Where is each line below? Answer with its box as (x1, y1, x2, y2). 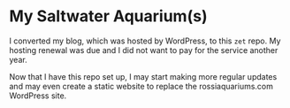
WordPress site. (9, 90, 67, 101)
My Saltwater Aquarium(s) (9, 6, 208, 27)
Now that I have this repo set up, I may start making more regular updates (9, 71, 278, 81)
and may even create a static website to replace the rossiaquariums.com (9, 81, 274, 91)
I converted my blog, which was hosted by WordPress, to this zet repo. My (9, 35, 281, 46)
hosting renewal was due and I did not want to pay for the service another (9, 44, 279, 55)
